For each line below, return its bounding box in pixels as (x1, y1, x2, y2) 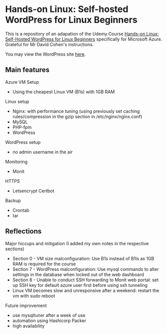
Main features (5, 66, 50, 74)
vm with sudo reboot (12, 292, 55, 299)
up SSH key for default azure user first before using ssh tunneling (12, 282, 148, 288)
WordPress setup (5, 139, 41, 145)
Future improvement (5, 302, 47, 308)
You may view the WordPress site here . (5, 51, 86, 57)
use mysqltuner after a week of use (12, 312, 86, 318)
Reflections (5, 227, 42, 236)
